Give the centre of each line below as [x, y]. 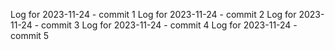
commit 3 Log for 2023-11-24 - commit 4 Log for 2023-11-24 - [169, 25]
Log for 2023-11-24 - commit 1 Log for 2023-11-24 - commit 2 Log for [153, 14]
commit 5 [30, 35]
